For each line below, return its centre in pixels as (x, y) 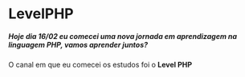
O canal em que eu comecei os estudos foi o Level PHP (100, 65)
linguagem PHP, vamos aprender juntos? (78, 44)
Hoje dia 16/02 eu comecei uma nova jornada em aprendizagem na (123, 36)
